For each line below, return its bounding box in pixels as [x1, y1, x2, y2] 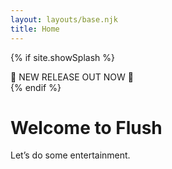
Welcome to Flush [10, 116, 163, 139]
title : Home [10, 24, 60, 34]
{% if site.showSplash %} [10, 51, 115, 63]
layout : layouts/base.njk [10, 14, 118, 25]
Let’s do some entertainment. [10, 149, 131, 161]
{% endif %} [10, 81, 62, 93]
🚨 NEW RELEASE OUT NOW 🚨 [10, 71, 134, 83]
